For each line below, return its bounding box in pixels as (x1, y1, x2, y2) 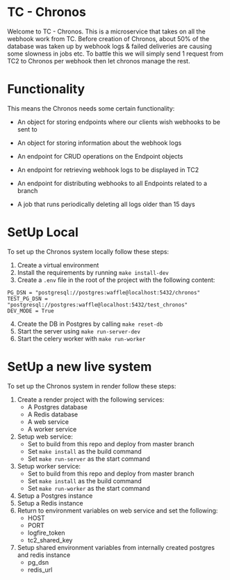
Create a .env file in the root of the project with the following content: (17, 276, 215, 284)
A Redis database (27, 410, 79, 418)
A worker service (27, 425, 77, 433)
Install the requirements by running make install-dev (17, 268, 169, 276)
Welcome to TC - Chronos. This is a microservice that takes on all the (7, 27, 206, 36)
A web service (27, 417, 69, 425)
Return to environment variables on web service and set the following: (17, 506, 218, 515)
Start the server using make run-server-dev (17, 327, 141, 335)
